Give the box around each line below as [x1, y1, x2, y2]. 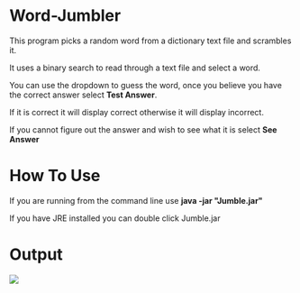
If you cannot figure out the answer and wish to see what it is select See [9, 124, 277, 135]
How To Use [9, 166, 101, 186]
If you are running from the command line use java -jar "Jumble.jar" [9, 195, 263, 206]
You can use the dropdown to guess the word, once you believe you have [9, 79, 282, 90]
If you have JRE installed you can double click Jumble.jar [9, 213, 221, 224]
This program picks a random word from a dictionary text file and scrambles [9, 35, 292, 46]
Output [9, 244, 63, 265]
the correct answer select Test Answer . [9, 89, 158, 100]
